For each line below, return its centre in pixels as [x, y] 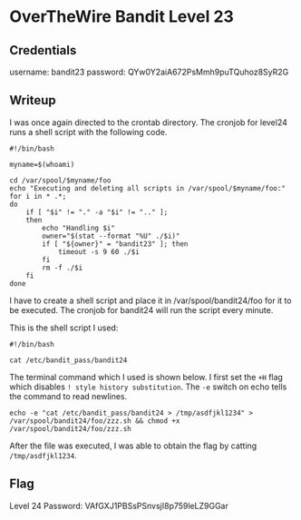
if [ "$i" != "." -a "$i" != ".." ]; [97, 212]
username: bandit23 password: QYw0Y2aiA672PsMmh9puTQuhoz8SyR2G [149, 72]
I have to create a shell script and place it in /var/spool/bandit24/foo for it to [150, 300]
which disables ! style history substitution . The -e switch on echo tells [148, 387]
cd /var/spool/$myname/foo [60, 180]
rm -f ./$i [63, 268]
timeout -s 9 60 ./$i [99, 251]
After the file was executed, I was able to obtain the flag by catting [133, 446]
